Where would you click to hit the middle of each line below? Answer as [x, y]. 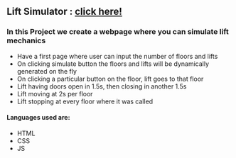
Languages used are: [38, 118]
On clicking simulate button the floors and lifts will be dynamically [113, 64]
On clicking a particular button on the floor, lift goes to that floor [110, 79]
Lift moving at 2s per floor [55, 94]
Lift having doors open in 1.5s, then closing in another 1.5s [102, 86]
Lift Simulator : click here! [64, 12]
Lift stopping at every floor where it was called [85, 101]
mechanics [26, 40]
